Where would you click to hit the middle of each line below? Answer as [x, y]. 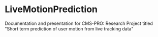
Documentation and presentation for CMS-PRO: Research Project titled [79, 23]
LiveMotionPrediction [51, 9]
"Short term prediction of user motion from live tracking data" [69, 28]
